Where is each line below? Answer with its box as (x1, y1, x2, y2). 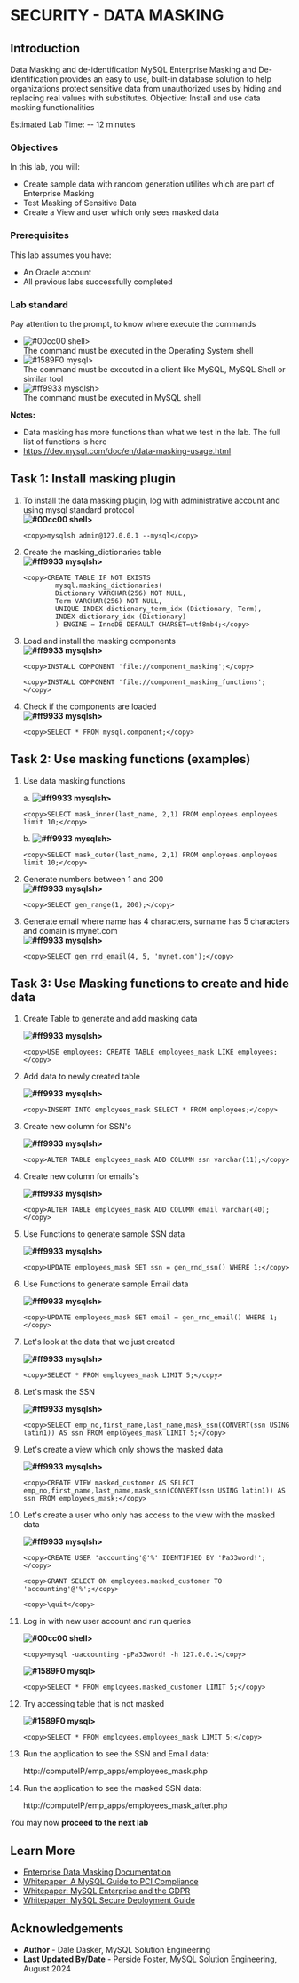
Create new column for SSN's (22, 1121, 132, 1132)
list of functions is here (22, 436, 107, 447)
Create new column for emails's (22, 1171, 140, 1182)
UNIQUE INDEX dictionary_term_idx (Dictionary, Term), (55, 604, 263, 613)
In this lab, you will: (10, 162, 81, 172)
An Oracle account (22, 267, 92, 277)
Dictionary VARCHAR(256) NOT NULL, (55, 588, 187, 598)
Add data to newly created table (22, 1071, 141, 1082)
